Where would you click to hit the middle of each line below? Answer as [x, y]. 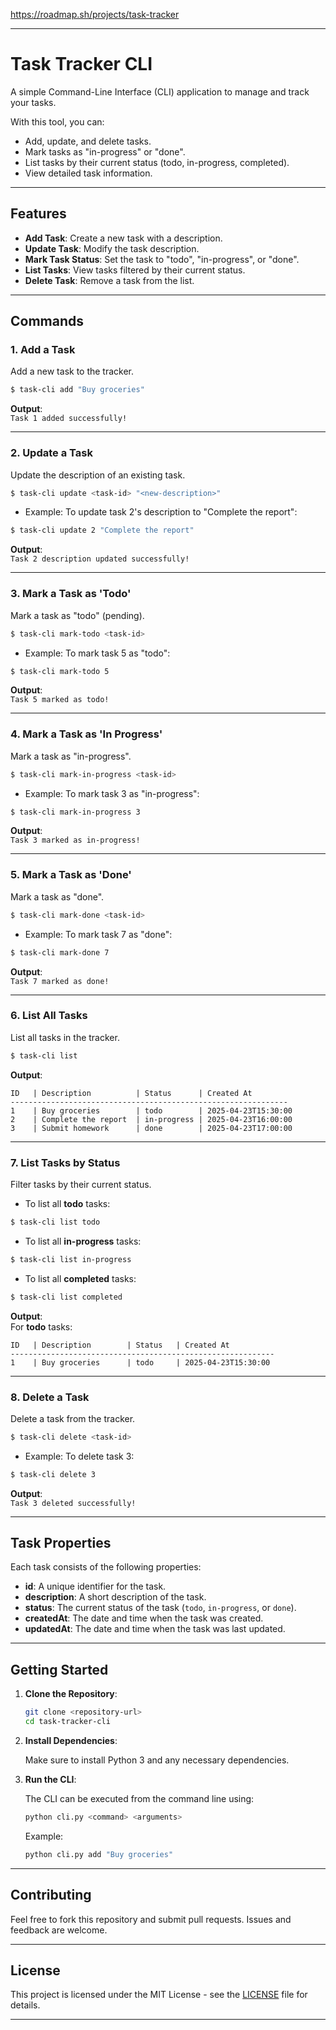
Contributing [51, 1895]
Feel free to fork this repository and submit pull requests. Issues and [151, 1919]
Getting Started [59, 1669]
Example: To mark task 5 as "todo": [97, 653]
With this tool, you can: [57, 121]
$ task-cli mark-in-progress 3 [75, 812]
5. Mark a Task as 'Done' [71, 875]
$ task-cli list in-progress [71, 1259]
